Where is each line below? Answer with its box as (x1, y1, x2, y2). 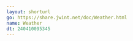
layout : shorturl (6, 8, 51, 15)
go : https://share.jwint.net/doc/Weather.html (6, 14, 127, 20)
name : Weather (6, 20, 43, 26)
